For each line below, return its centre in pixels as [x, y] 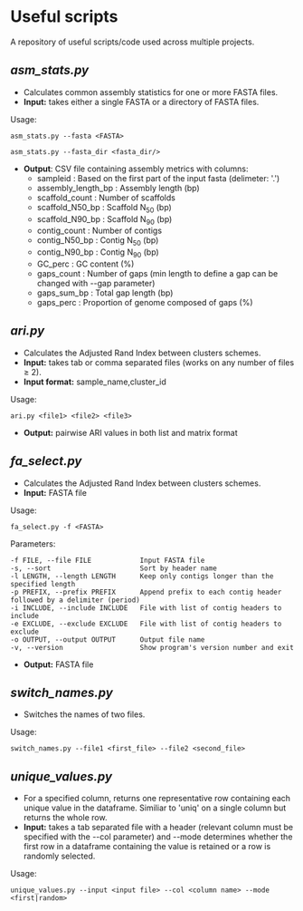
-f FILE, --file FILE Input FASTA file [108, 560]
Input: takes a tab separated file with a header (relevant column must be [158, 828]
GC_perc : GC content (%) [85, 264]
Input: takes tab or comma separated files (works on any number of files [159, 362]
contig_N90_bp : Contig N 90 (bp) [98, 253]
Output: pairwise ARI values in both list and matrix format [130, 432]
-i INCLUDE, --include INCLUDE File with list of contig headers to [146, 608]
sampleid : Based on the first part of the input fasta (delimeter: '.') [158, 178]
